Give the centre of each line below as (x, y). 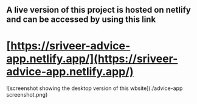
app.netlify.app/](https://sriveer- (92, 59)
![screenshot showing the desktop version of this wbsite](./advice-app (95, 88)
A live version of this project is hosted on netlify (99, 10)
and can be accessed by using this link (81, 20)
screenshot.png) (27, 95)
